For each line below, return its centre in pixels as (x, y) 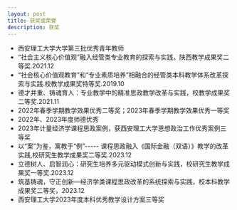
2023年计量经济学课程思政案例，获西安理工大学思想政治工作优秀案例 (119, 128)
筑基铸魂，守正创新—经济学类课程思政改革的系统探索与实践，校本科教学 (123, 182)
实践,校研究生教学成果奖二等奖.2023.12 (75, 155)
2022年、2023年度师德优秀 (58, 120)
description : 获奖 (33, 27)
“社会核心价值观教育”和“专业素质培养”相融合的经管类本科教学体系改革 (120, 75)
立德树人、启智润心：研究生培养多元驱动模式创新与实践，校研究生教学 (121, 164)
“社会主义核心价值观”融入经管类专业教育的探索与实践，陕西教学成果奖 (120, 57)
